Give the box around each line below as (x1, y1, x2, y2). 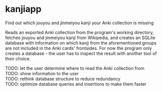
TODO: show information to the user (5, 70, 79, 76)
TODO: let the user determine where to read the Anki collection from (5, 65, 145, 71)
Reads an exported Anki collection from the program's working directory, (5, 29, 154, 35)
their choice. (5, 55, 31, 61)
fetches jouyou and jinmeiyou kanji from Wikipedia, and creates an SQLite (5, 35, 156, 41)
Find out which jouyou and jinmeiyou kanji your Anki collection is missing (5, 20, 154, 26)
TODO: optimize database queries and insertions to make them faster (5, 81, 147, 87)
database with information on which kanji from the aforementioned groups (5, 40, 157, 46)
